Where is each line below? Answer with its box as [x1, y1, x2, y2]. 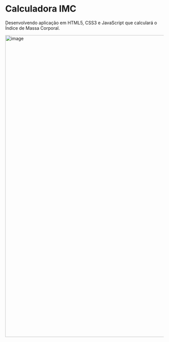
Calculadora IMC [5, 3, 76, 15]
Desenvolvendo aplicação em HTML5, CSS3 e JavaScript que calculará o [5, 20, 157, 26]
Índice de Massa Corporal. [5, 25, 60, 31]
